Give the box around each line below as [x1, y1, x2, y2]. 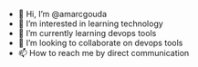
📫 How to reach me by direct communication [17, 48, 190, 58]
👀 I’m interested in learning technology [17, 18, 164, 29]
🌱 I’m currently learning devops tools [17, 28, 157, 38]
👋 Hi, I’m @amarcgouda [17, 9, 108, 19]
